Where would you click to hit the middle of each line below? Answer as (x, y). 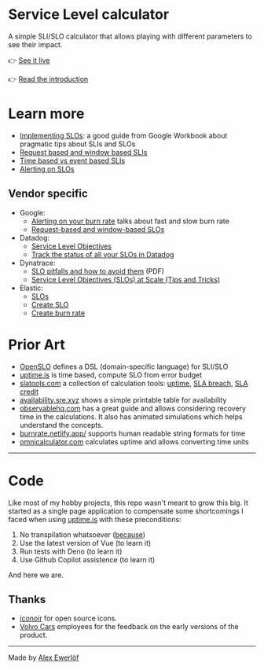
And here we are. (36, 575)
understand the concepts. (61, 425)
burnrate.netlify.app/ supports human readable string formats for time (132, 433)
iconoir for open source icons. (68, 618)
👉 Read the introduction (48, 79)
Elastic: (31, 288)
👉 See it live (29, 60)
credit (29, 392)
